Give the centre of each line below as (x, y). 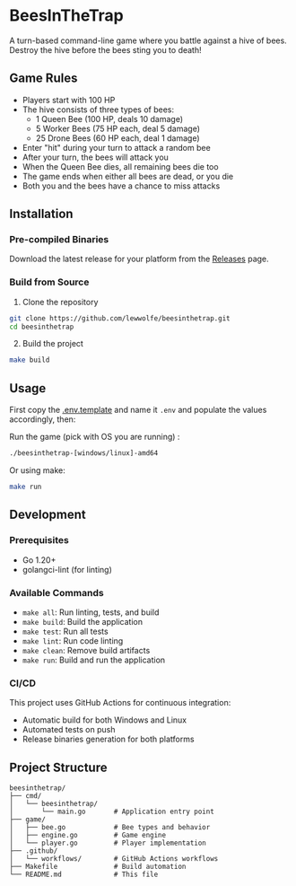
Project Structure (58, 767)
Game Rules (44, 79)
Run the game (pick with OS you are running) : (95, 437)
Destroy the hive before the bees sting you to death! (105, 49)
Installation (41, 214)
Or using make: (37, 470)
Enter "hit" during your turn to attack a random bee (116, 147)
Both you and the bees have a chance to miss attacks (121, 186)
